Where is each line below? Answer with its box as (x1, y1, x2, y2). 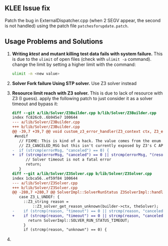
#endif (14, 133, 28, 139)
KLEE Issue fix (5, 4, 50, 13)
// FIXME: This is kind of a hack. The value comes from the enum (19, 138, 161, 143)
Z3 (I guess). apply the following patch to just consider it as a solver (12, 95, 153, 101)
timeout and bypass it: (12, 101, 58, 107)
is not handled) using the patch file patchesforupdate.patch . (5, 23, 129, 29)
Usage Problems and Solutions (5, 37, 103, 46)
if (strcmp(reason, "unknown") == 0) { (23, 227, 107, 232)
